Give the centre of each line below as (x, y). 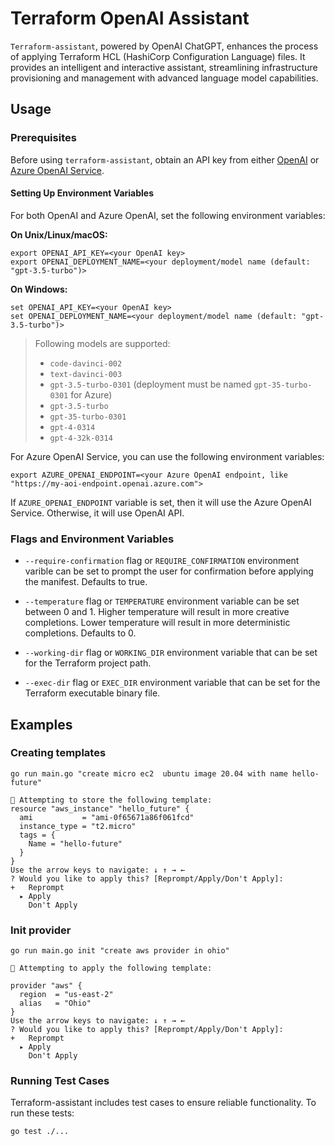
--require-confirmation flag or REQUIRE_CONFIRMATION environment (162, 561)
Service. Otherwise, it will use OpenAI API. (97, 513)
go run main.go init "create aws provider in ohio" (120, 951)
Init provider (41, 930)
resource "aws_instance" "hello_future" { (100, 808)
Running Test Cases (60, 1081)
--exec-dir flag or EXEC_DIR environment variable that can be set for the (172, 683)
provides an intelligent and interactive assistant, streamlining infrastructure (164, 67)
